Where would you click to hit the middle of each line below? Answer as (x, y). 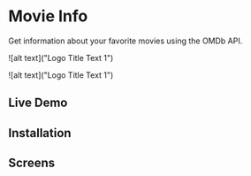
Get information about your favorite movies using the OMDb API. (125, 41)
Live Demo (38, 103)
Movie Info (48, 16)
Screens (31, 163)
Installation (40, 133)
